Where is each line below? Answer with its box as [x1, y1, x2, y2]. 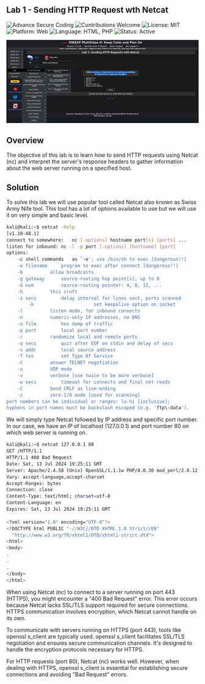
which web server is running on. [6, 429, 87, 437]
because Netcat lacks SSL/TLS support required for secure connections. [6, 601, 189, 609]
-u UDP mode [17, 366, 72, 372]
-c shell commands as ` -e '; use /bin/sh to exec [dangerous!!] [17, 257, 187, 263]
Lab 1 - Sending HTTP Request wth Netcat [6, 5, 169, 15]
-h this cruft [17, 288, 78, 295]
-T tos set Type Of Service [17, 353, 113, 359]
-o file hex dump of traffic [17, 321, 113, 327]
